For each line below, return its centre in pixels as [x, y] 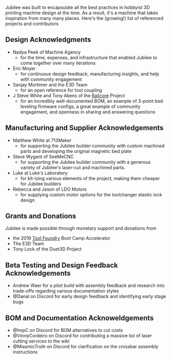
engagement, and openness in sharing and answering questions [88, 111]
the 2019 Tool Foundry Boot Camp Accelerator [62, 238]
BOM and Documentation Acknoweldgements [80, 318]
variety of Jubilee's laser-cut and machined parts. [73, 167]
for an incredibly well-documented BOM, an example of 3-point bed [92, 101]
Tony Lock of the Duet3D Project [47, 249]
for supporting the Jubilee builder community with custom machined [92, 146]
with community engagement [51, 79]
